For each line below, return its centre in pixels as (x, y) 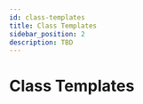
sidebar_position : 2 (48, 34)
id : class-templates (48, 17)
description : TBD (41, 42)
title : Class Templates (53, 26)
